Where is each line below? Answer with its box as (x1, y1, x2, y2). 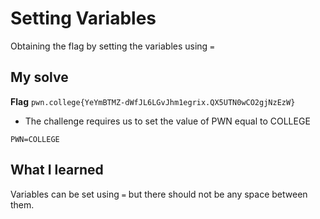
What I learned (10, 162, 104, 179)
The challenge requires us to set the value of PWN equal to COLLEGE (24, 115, 311, 127)
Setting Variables (10, 7, 157, 30)
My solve (10, 69, 69, 86)
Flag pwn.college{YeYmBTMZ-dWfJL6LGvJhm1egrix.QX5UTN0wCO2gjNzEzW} (10, 95, 296, 107)
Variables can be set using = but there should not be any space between (10, 188, 308, 200)
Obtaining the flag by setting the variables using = (10, 40, 215, 52)
